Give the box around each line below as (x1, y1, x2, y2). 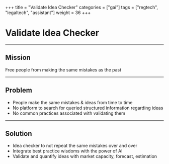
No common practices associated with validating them (12, 110, 126, 116)
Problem (5, 86, 33, 95)
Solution (5, 129, 32, 138)
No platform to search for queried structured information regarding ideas (12, 105, 163, 111)
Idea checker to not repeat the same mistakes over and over (12, 143, 137, 149)
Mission (5, 53, 31, 62)
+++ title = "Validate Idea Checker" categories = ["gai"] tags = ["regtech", (5, 5, 158, 10)
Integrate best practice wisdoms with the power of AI (12, 148, 123, 154)
